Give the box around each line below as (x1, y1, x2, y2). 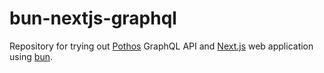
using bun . (9, 50, 54, 62)
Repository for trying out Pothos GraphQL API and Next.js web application (9, 40, 314, 52)
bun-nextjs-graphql (9, 7, 177, 30)
